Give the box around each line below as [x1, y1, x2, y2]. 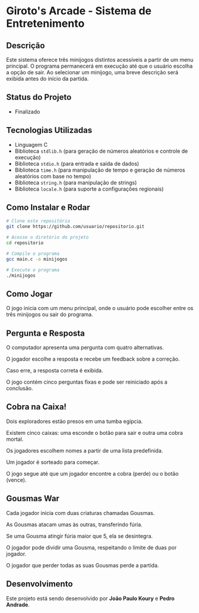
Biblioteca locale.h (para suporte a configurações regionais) [14, 185, 164, 192]
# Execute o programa [6, 267, 60, 273]
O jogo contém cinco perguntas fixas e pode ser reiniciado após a [6, 378, 168, 386]
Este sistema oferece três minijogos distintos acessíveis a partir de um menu [6, 56, 194, 63]
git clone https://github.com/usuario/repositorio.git [6, 224, 145, 230]
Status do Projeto [6, 92, 72, 102]
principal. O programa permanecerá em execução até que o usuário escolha [6, 62, 193, 69]
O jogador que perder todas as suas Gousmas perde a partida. [6, 561, 159, 568]
